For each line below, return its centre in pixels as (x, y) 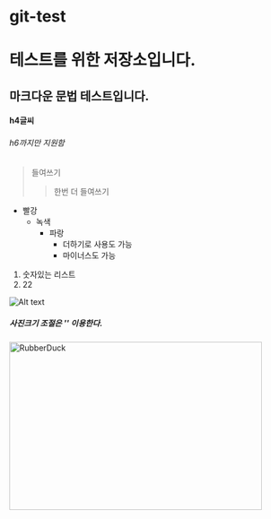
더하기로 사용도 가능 (97, 244)
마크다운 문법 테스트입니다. (79, 96)
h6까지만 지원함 (37, 143)
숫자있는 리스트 (49, 274)
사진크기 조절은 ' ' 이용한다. (56, 324)
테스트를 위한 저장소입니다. (102, 61)
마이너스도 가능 (89, 255)
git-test (38, 17)
